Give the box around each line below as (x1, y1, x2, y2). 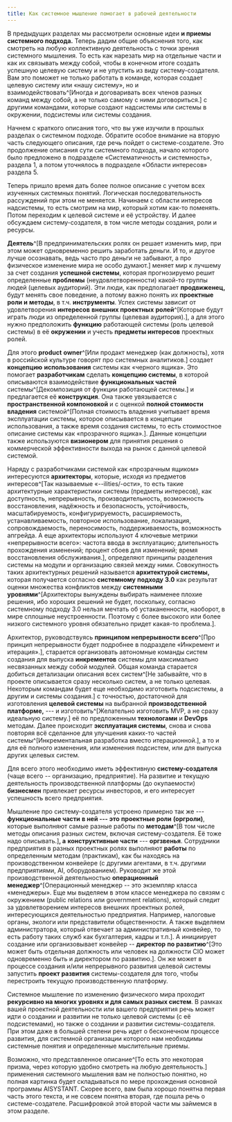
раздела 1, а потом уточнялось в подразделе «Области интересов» (7, 160, 208, 169)
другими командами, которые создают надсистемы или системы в (7, 103, 207, 111)
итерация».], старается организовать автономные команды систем (7, 648, 208, 656)
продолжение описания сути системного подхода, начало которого (7, 146, 209, 154)
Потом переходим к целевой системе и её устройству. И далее (7, 211, 196, 219)
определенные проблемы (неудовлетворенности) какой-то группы (7, 275, 208, 284)
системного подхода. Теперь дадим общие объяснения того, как (7, 36, 203, 45)
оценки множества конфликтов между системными (7, 582, 163, 591)
